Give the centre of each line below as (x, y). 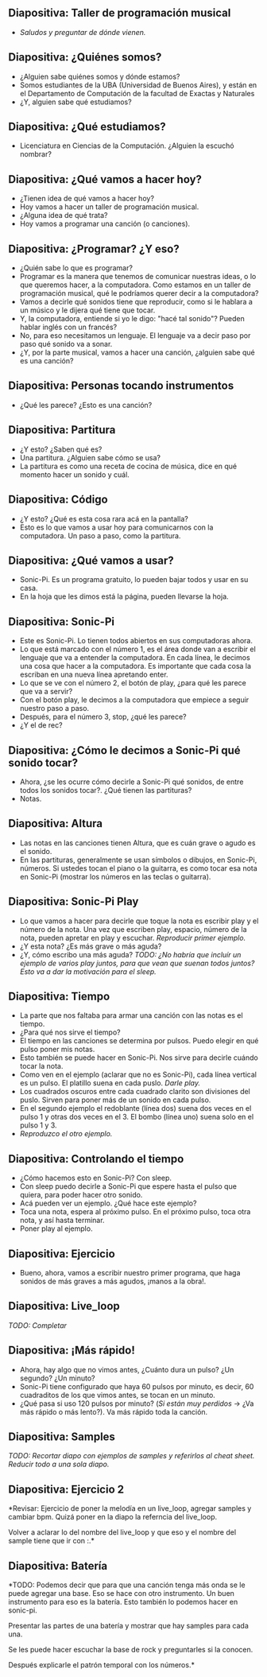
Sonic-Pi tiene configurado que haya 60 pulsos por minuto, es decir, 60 (137, 1386)
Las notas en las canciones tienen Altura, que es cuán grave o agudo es (137, 843)
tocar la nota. (41, 1066)
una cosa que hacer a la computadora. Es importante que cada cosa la (135, 666)
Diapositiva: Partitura (62, 430)
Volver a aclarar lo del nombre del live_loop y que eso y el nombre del (122, 1532)
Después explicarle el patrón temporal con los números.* (101, 1665)
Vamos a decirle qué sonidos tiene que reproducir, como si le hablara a (136, 302)
